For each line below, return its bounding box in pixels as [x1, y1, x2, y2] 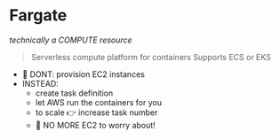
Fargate [9, 5, 68, 26]
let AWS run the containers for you [35, 97, 163, 107]
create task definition [35, 88, 114, 98]
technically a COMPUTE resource [9, 35, 132, 45]
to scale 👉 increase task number [35, 107, 158, 118]
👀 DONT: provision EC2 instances [21, 68, 145, 80]
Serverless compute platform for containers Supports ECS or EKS [30, 51, 271, 62]
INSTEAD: [21, 78, 60, 89]
